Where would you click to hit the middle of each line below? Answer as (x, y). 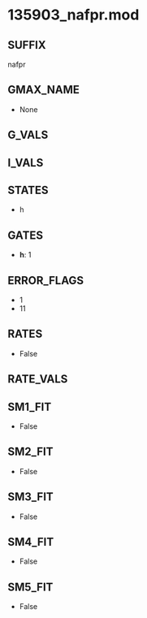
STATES (28, 190)
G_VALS (28, 135)
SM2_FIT (30, 452)
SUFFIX (27, 45)
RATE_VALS (38, 379)
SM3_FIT (30, 497)
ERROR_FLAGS (46, 281)
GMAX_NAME (44, 90)
